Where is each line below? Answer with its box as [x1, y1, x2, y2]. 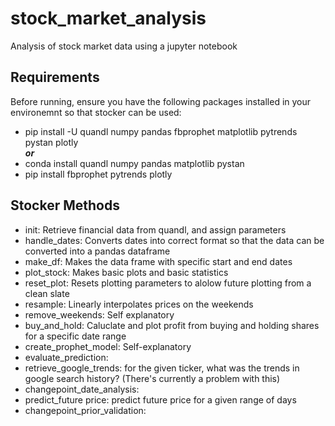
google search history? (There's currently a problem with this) [24, 372, 281, 384]
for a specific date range [24, 330, 127, 342]
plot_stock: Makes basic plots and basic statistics [24, 266, 229, 278]
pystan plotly [24, 136, 79, 148]
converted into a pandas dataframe [24, 245, 171, 257]
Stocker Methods [10, 197, 120, 214]
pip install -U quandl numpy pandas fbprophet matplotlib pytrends [24, 125, 298, 137]
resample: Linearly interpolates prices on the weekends [24, 298, 254, 310]
